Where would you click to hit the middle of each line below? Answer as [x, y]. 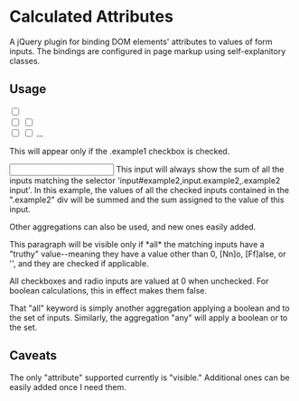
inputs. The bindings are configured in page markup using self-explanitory [148, 51]
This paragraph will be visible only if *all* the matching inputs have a [137, 244]
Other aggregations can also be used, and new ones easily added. [133, 227]
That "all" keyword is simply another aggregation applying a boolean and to [150, 308]
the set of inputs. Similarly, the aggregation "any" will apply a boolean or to [149, 317]
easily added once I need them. [68, 387]
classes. [25, 61]
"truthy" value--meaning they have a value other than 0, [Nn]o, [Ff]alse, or [148, 254]
